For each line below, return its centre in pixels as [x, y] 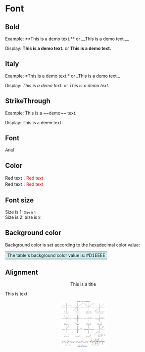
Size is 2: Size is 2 [23, 217]
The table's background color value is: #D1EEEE [56, 255]
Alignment [22, 272]
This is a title [83, 284]
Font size [19, 200]
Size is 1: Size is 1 [20, 212]
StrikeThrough [28, 101]
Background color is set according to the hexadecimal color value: [72, 245]
